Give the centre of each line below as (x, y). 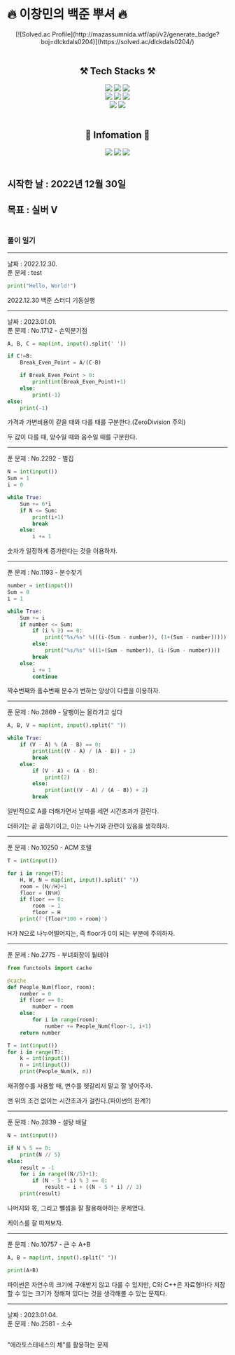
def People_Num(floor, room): (51, 987)
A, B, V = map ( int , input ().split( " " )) (67, 726)
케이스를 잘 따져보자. (35, 1223)
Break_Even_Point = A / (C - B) (60, 363)
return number (40, 1033)
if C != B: (20, 356)
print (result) (40, 1194)
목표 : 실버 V (33, 210)
